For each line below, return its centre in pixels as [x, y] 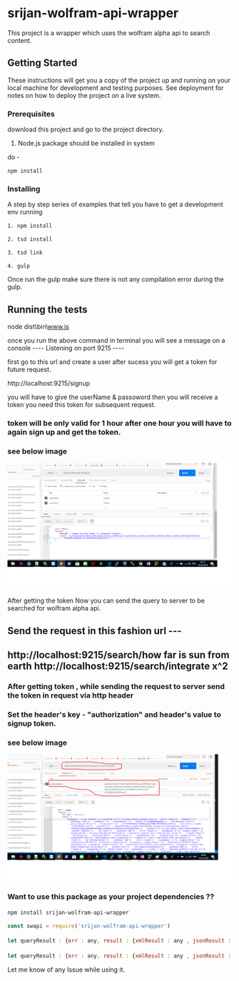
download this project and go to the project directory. [86, 129]
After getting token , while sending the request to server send [116, 687]
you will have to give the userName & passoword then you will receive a [113, 397]
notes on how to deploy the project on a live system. [84, 95]
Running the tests [47, 310]
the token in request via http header [71, 695]
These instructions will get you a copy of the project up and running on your [119, 80]
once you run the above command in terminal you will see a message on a [116, 341]
